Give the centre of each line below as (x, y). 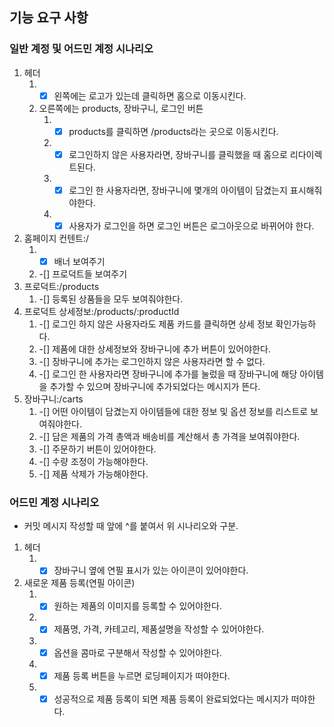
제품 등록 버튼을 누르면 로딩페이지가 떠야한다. (142, 675)
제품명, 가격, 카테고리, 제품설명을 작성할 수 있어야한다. (159, 629)
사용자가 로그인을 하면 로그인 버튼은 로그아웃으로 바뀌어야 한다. (191, 225)
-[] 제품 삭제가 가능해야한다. (93, 474)
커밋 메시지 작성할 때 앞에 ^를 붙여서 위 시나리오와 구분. (131, 526)
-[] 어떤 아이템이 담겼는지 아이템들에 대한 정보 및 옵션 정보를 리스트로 (173, 412)
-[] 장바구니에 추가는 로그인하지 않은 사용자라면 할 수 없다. (152, 362)
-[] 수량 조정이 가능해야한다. (93, 462)
